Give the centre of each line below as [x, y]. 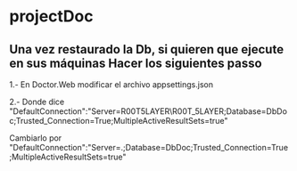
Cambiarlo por [36, 138]
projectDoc [51, 16]
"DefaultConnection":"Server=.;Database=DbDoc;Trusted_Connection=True [148, 147]
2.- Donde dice [37, 102]
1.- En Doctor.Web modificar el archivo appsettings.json [111, 85]
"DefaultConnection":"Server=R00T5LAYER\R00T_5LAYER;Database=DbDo [148, 111]
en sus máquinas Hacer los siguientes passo [136, 63]
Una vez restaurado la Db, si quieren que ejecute [146, 49]
